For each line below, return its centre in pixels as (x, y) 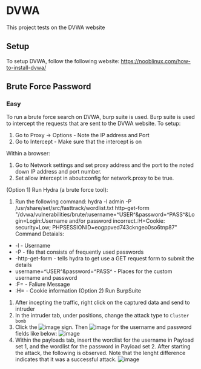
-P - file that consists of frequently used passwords (79, 252)
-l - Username (32, 246)
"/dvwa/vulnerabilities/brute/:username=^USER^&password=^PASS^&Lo (105, 215)
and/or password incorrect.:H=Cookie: (117, 221)
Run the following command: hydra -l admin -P (73, 201)
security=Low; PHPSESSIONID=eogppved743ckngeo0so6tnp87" (96, 228)
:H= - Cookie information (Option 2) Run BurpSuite (78, 291)
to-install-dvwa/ (26, 67)
